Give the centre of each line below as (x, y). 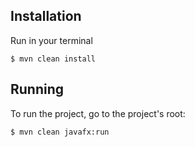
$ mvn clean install (53, 59)
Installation (46, 16)
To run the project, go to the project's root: (98, 113)
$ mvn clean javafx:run (60, 132)
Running (37, 89)
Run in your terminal (51, 40)
